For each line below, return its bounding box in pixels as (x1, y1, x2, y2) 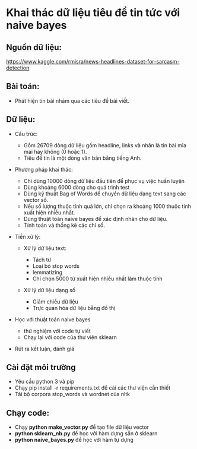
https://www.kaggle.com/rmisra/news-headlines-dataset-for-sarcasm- (6, 58, 180, 65)
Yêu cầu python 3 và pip (14, 378, 75, 385)
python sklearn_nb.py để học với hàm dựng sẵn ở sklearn (14, 430, 158, 437)
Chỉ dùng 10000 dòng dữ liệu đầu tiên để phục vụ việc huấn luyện (23, 177, 185, 184)
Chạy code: (6, 407, 50, 418)
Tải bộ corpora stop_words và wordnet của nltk (14, 391, 131, 398)
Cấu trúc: (14, 130, 38, 137)
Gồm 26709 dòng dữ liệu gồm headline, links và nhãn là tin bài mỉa (23, 141, 187, 148)
